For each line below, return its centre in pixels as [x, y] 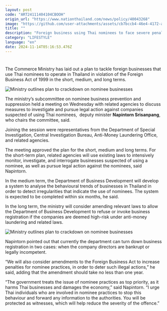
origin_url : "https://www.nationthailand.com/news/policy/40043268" [78, 19]
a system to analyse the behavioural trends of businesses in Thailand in [78, 186]
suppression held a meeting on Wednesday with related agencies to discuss [83, 104]
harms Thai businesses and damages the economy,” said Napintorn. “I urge [83, 287]
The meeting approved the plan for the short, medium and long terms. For [81, 150]
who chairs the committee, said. [38, 120]
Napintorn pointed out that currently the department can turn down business [83, 241]
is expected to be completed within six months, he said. [62, 196]
